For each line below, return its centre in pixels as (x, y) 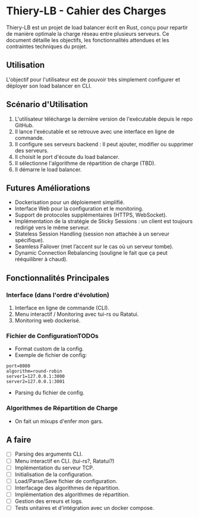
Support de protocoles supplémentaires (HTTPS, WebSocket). (91, 215)
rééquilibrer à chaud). (41, 259)
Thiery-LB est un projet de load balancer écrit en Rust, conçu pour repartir (97, 27)
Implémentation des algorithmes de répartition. (72, 494)
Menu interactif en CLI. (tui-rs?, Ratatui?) (64, 461)
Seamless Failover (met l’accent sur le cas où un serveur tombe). (94, 247)
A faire (19, 440)
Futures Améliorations (48, 188)
